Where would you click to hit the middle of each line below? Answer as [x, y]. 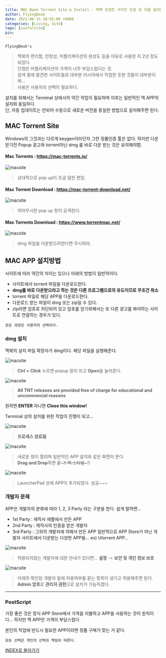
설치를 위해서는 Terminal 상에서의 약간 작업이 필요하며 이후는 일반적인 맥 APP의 [82, 98]
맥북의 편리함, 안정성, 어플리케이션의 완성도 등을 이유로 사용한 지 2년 [83, 56]
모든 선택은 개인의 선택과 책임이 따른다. [41, 641]
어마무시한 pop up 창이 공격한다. [49, 211]
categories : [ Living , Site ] [34, 24]
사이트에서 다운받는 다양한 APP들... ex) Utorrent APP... [75, 538]
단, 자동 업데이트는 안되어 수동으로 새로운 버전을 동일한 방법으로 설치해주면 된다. [82, 110]
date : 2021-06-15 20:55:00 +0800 [40, 19]
